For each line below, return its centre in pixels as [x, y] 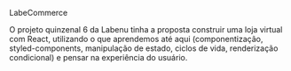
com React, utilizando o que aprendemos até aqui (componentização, [136, 39]
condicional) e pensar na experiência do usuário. [98, 57]
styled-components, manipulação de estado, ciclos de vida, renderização [144, 48]
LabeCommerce [39, 13]
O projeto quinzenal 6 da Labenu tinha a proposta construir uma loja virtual [146, 29]
